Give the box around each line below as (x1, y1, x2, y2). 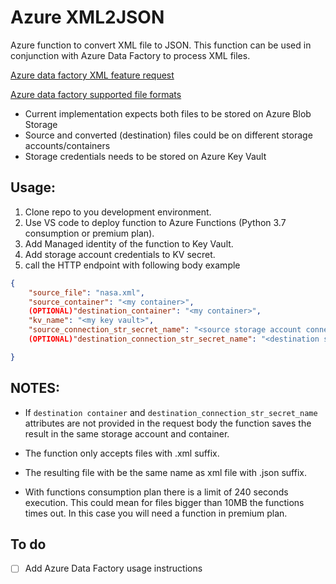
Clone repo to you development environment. (24, 206, 212, 218)
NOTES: (10, 380, 61, 397)
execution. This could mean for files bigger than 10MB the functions (24, 496, 305, 508)
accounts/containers (24, 139, 111, 151)
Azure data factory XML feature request (10, 69, 175, 81)
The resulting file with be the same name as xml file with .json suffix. (24, 466, 307, 478)
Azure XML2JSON (10, 6, 165, 29)
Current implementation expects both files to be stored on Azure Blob (24, 107, 312, 120)
